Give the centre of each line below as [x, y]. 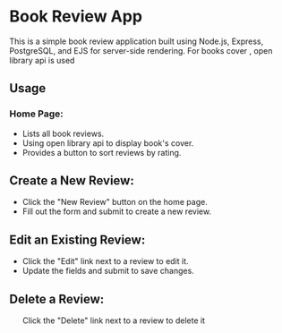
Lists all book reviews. [63, 133]
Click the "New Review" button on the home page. [115, 202]
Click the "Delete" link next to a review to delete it [114, 320]
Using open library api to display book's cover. [108, 143]
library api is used [42, 60]
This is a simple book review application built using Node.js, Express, [137, 41]
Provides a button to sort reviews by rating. [102, 152]
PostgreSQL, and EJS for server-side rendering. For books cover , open [141, 50]
